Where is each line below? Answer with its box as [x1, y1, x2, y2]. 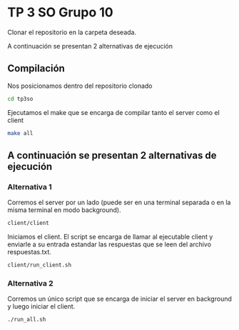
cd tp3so [7, 95, 34, 102]
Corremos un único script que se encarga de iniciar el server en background [7, 294, 232, 304]
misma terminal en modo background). [7, 206, 121, 214]
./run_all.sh [7, 316, 46, 324]
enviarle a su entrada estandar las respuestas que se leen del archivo [7, 240, 212, 249]
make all [7, 129, 34, 136]
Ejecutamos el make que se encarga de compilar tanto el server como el [7, 108, 220, 116]
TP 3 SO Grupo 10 [7, 4, 113, 21]
